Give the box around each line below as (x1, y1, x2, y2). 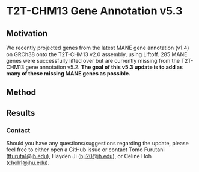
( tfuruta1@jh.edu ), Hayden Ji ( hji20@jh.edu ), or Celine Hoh (6, 153, 152, 160)
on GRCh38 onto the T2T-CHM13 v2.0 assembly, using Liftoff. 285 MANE (6, 51, 188, 58)
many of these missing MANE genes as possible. (6, 70, 131, 77)
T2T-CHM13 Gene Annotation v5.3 (6, 4, 183, 18)
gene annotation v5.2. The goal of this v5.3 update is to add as (25, 63, 183, 71)
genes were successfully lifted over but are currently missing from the (6, 57, 180, 64)
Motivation (6, 28, 48, 39)
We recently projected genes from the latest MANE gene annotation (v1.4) (6, 44, 189, 51)
